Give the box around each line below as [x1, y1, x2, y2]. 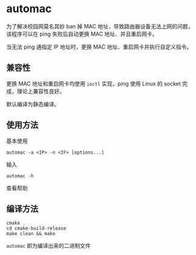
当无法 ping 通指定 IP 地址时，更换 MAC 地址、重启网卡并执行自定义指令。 [6, 43, 192, 50]
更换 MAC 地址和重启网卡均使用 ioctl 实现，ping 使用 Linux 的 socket [6, 80, 181, 87]
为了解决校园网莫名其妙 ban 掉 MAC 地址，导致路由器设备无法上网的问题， [6, 22, 194, 30]
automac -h [6, 172, 34, 179]
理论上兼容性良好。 [16, 87, 65, 95]
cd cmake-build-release [6, 225, 67, 232]
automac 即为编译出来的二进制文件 [6, 242, 91, 250]
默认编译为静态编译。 [6, 100, 59, 107]
